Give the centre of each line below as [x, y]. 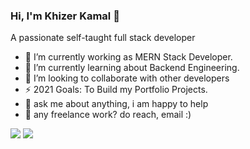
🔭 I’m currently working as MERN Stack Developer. [128, 57]
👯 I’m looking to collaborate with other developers [127, 78]
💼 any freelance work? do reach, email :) [108, 115]
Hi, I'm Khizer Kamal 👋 [65, 16]
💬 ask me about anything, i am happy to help [116, 104]
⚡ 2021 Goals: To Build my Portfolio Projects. [116, 90]
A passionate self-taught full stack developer [103, 38]
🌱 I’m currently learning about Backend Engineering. [132, 68]
